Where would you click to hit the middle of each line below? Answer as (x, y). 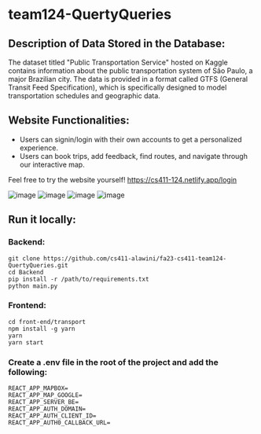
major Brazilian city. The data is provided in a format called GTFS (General (128, 79)
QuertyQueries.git (38, 265)
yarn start (26, 342)
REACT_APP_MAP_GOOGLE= (45, 395)
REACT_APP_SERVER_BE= (44, 403)
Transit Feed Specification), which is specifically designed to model (118, 87)
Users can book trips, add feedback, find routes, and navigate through (133, 156)
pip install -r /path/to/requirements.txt (79, 279)
